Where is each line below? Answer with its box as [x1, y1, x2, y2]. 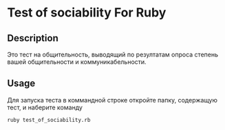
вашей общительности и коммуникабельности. [7, 58, 147, 66]
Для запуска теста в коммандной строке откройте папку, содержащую [7, 96, 218, 104]
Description [7, 32, 58, 44]
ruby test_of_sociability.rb [7, 116, 91, 123]
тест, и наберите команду [7, 103, 83, 111]
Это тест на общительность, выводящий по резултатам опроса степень [7, 50, 219, 58]
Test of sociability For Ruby [7, 5, 167, 21]
